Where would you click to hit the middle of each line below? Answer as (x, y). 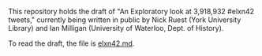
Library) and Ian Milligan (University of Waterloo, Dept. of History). (116, 28)
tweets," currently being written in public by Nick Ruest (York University (125, 20)
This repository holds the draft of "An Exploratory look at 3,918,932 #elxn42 (131, 11)
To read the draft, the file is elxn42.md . (71, 43)
